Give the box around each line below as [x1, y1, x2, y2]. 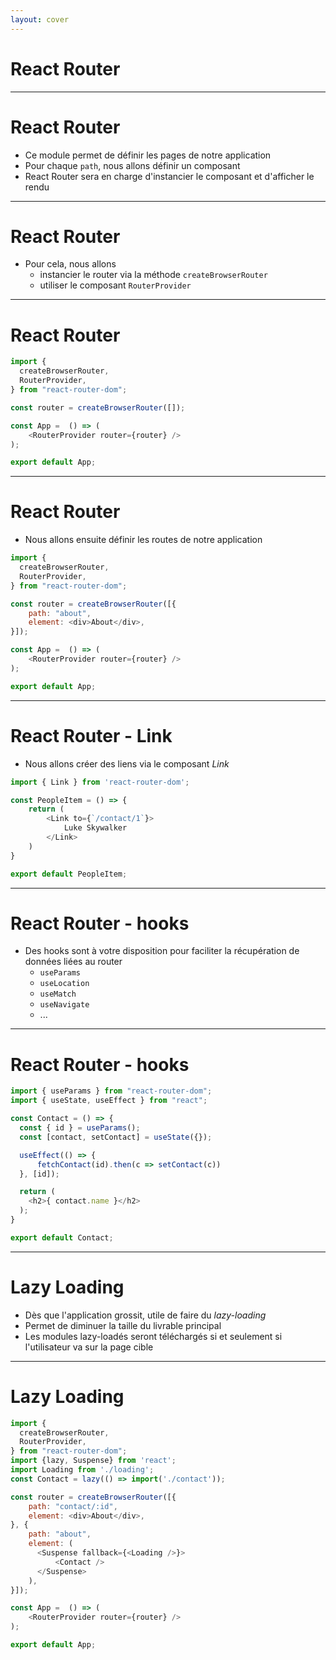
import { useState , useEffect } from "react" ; [10, 1096, 208, 1106]
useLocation [39, 979, 90, 989]
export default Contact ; [10, 1232, 114, 1243]
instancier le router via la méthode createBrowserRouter [39, 269, 268, 281]
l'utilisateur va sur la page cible [24, 1341, 154, 1353]
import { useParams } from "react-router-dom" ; [10, 1086, 213, 1096]
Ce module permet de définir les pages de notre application [24, 149, 272, 161]
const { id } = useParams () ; [19, 1123, 141, 1133]
